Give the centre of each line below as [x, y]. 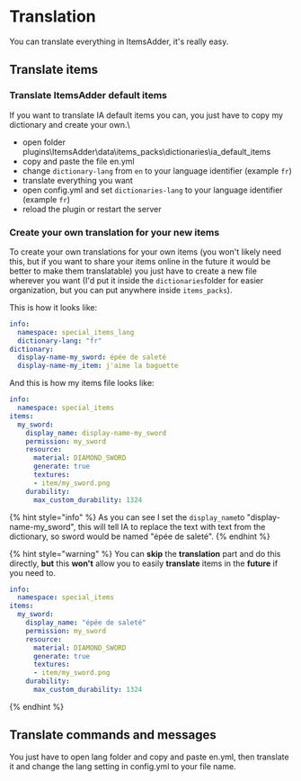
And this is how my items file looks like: [82, 383]
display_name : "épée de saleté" [86, 623]
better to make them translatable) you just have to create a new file [133, 271]
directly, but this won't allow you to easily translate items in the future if [144, 563]
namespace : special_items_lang [76, 332]
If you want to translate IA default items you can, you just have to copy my [146, 115]
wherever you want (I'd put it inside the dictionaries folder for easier [136, 280]
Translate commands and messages [113, 735]
